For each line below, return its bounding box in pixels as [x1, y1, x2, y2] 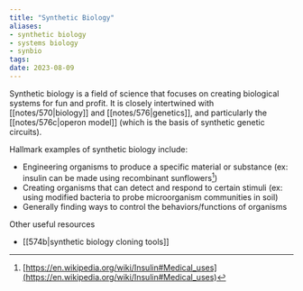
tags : [9, 55, 30, 64]
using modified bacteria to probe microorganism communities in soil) [22, 191, 279, 203]
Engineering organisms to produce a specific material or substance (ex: [22, 161, 289, 172]
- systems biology [9, 38, 78, 48]
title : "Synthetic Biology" [9, 13, 115, 23]
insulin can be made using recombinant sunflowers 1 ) [22, 170, 218, 183]
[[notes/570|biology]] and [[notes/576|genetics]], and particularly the [9, 107, 268, 118]
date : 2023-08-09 [9, 64, 75, 73]
